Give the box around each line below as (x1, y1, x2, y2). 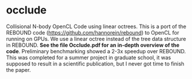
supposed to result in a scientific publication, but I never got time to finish (6, 60, 184, 67)
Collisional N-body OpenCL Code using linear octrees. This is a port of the (6, 23, 187, 30)
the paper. (6, 66, 31, 73)
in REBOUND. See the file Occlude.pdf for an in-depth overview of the (6, 42, 180, 49)
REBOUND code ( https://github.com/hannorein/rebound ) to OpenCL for (6, 29, 180, 36)
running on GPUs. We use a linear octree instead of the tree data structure (6, 35, 187, 42)
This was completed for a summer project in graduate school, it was (6, 54, 171, 61)
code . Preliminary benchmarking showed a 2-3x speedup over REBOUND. (6, 47, 186, 54)
